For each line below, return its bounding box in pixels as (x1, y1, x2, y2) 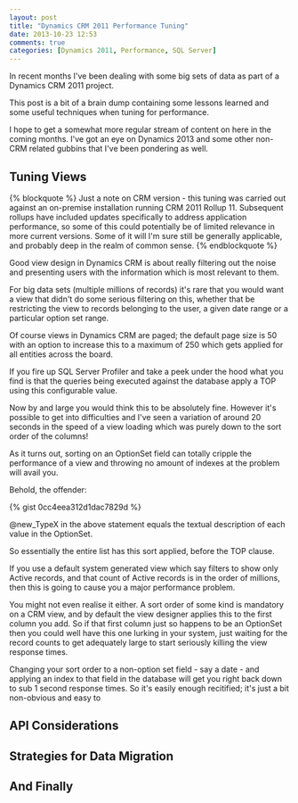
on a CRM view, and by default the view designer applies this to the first (9, 608, 273, 619)
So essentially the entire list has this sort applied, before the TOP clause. (9, 545, 276, 556)
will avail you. (9, 467, 59, 477)
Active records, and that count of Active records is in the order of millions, (9, 572, 280, 583)
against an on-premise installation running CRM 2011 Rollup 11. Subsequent (9, 202, 284, 212)
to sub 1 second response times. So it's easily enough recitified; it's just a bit (9, 683, 289, 693)
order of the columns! (9, 430, 89, 442)
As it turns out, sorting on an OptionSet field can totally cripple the (9, 448, 252, 459)
